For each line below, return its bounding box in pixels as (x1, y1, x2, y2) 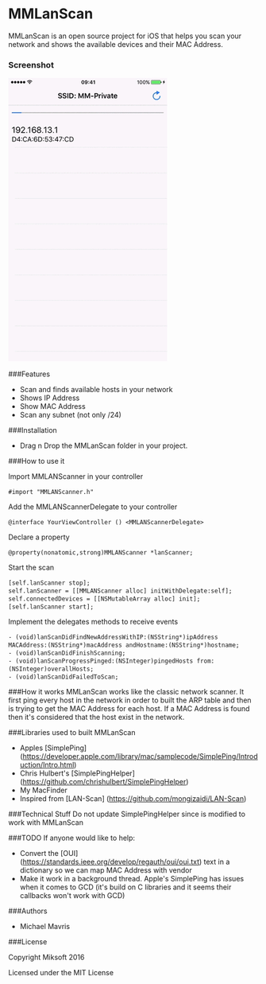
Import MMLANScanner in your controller (8, 472, 144, 481)
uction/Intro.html (19, 760, 75, 770)
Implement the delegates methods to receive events (8, 617, 179, 627)
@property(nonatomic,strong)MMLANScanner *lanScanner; (8, 549, 194, 557)
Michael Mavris (19, 922, 70, 931)
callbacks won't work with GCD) (19, 891, 125, 900)
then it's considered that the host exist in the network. (8, 713, 185, 722)
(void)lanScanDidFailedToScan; (15, 673, 119, 681)
